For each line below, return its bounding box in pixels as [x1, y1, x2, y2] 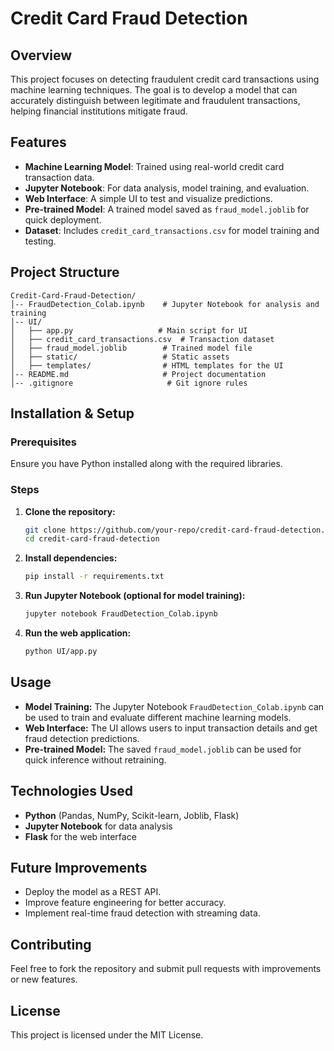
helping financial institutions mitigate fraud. [10, 105, 188, 117]
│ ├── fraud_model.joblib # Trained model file [10, 343, 253, 353]
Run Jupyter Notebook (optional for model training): [24, 590, 246, 602]
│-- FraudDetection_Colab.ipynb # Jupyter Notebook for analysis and [10, 299, 320, 309]
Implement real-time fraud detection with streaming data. [24, 907, 261, 919]
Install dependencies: [24, 552, 118, 564]
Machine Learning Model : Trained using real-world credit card [24, 160, 285, 172]
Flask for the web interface [24, 830, 137, 842]
